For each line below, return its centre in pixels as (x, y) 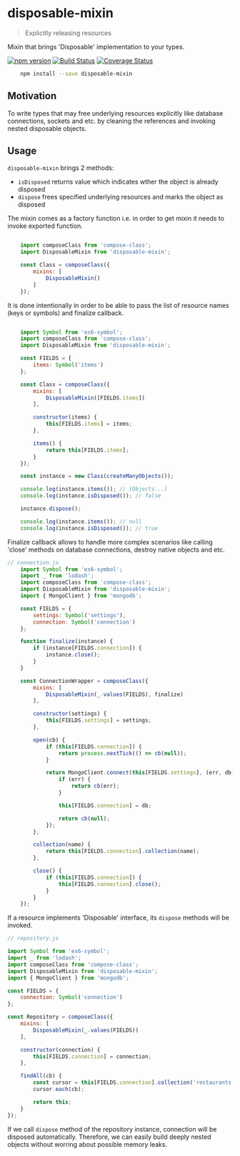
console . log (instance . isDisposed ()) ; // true (89, 528)
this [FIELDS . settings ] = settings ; (99, 721)
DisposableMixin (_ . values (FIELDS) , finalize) (114, 694)
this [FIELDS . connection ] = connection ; (92, 1056)
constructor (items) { (65, 417)
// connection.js (33, 562)
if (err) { (75, 779)
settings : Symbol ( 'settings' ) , (80, 615)
